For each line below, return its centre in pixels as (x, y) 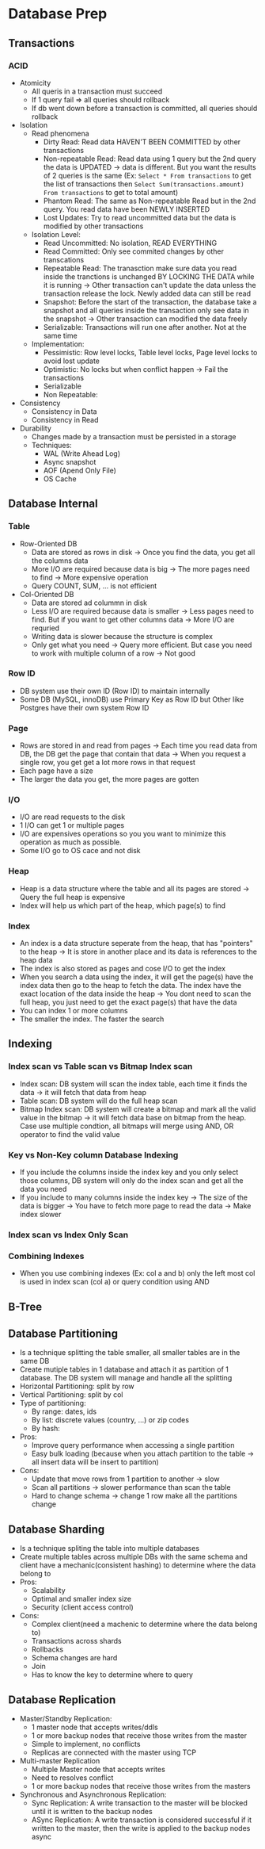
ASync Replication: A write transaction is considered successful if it (141, 1820)
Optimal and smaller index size (81, 1599)
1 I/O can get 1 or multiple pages (72, 825)
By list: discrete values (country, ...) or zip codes (110, 1420)
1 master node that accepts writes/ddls (95, 1727)
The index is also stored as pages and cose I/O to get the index (123, 969)
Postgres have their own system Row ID (84, 707)
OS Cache (60, 479)
